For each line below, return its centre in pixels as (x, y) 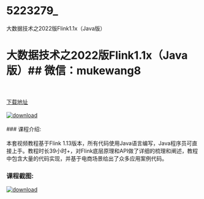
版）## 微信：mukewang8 (74, 71)
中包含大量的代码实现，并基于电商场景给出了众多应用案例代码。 (87, 158)
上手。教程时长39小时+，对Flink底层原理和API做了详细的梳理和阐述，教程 (104, 151)
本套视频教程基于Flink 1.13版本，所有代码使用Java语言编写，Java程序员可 (99, 143)
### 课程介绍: (24, 129)
